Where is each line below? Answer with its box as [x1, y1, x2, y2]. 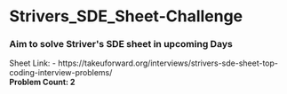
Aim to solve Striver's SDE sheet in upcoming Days [9, 38, 233, 51]
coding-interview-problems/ [9, 67, 113, 78]
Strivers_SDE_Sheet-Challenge [9, 6, 243, 27]
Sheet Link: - [9, 58, 56, 68]
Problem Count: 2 [9, 77, 76, 88]
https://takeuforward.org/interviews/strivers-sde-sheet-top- [57, 58, 278, 68]
